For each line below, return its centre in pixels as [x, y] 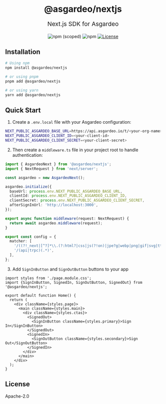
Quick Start [23, 111]
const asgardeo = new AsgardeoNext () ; [45, 178]
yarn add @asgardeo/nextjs [33, 95]
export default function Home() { [41, 295]
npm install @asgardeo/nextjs [36, 68]
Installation [23, 52]
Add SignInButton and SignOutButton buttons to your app [70, 269]
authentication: [27, 155]
